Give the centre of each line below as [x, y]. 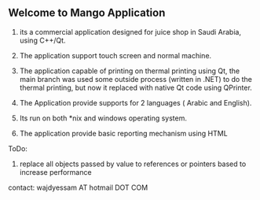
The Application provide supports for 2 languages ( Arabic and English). [135, 102]
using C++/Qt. [42, 40]
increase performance [55, 172]
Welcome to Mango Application [87, 13]
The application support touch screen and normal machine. [115, 55]
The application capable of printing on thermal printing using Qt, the [130, 71]
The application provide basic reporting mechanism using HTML [123, 133]
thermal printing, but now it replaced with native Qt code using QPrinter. [136, 87]
